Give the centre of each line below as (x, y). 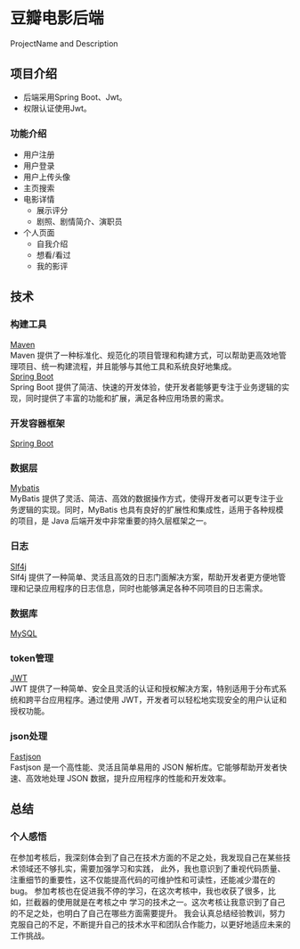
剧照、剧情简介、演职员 (79, 222)
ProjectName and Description (64, 43)
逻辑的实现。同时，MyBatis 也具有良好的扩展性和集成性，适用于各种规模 (150, 510)
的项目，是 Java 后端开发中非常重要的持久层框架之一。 (111, 521)
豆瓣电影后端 (57, 18)
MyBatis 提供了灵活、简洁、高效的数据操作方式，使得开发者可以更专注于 (143, 499)
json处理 (29, 737)
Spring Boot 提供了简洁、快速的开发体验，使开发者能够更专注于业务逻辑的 (146, 387)
